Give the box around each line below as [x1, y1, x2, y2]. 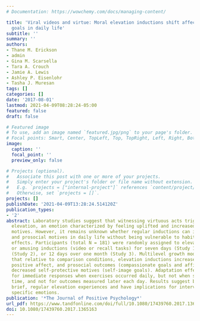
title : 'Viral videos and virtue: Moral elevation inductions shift [6, 19, 180, 26]
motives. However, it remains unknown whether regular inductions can [11, 229, 190, 235]
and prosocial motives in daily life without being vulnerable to [11, 234, 180, 241]
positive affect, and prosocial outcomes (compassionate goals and [11, 262, 183, 268]
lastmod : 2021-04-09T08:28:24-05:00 [6, 102, 97, 108]
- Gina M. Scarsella [6, 58, 58, 64]
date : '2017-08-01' [6, 97, 55, 103]
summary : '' [6, 36, 36, 42]
